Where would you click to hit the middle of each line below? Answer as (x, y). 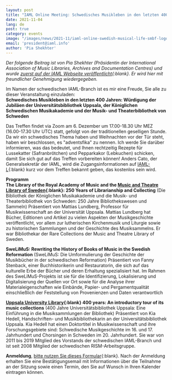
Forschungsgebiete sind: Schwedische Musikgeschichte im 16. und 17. (80, 329)
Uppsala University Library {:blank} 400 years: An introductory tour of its (85, 302)
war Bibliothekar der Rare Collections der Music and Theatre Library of (80, 234)
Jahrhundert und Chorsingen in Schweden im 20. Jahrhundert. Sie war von (85, 335)
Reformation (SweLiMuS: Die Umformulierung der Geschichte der (75, 254)
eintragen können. (25, 372)
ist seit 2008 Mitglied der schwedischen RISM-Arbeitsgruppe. (71, 346)
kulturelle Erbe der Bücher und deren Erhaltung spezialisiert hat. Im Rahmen (85, 271)
